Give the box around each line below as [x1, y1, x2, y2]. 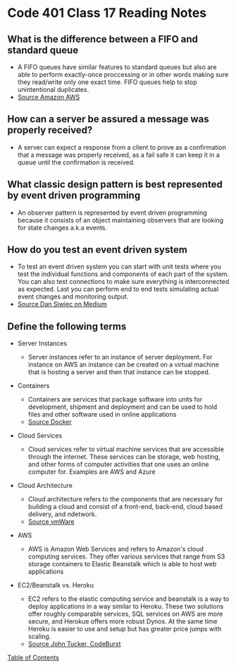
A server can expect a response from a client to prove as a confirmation [17, 143, 227, 151]
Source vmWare [27, 518, 75, 526]
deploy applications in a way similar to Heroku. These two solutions [27, 602, 224, 611]
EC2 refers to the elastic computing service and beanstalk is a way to [27, 595, 230, 603]
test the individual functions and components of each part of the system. [17, 270, 230, 278]
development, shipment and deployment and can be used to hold [27, 402, 218, 411]
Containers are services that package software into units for [27, 395, 203, 404]
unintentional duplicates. [17, 85, 89, 93]
